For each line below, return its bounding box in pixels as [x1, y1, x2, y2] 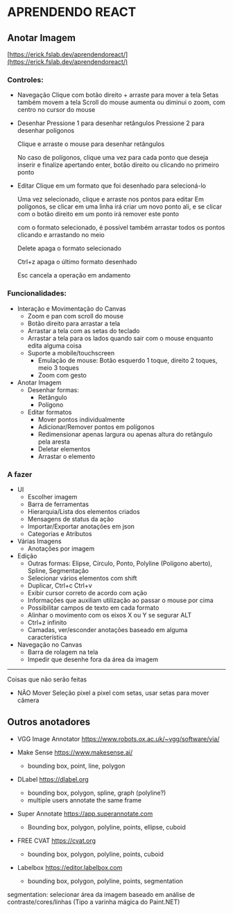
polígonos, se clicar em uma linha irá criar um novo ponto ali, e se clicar [17, 202, 223, 211]
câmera [17, 696, 40, 704]
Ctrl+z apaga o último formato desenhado [17, 258, 137, 266]
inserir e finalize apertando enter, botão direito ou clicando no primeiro [17, 161, 220, 169]
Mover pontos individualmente [37, 415, 125, 423]
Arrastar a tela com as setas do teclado [27, 326, 140, 334]
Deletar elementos [37, 444, 91, 453]
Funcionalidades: [7, 289, 67, 298]
